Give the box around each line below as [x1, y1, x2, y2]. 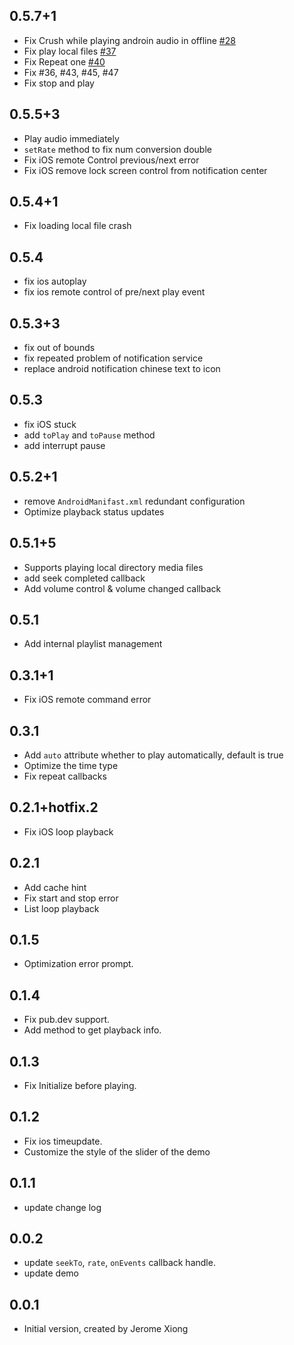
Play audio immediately [23, 132, 120, 144]
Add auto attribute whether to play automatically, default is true [23, 749, 284, 761]
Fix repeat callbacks [23, 770, 107, 782]
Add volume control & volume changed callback [23, 582, 222, 594]
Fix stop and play [23, 77, 95, 89]
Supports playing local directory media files [23, 561, 204, 573]
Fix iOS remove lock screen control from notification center [23, 164, 268, 176]
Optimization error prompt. [23, 958, 134, 970]
